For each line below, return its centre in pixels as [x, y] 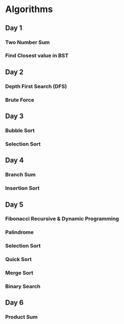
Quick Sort [19, 260]
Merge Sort [19, 273]
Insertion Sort [22, 188]
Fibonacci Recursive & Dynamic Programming [62, 219]
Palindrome [20, 232]
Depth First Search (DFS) [36, 86]
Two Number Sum [28, 42]
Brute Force [20, 100]
